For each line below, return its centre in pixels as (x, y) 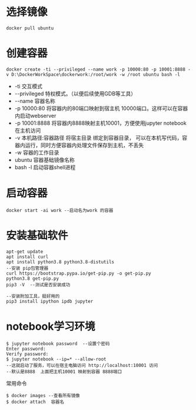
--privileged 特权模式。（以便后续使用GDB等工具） (75, 93)
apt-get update (25, 252)
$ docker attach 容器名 (35, 402)
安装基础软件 (37, 236)
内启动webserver (35, 115)
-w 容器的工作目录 (37, 152)
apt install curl (27, 257)
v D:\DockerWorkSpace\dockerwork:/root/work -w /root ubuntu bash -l (93, 74)
